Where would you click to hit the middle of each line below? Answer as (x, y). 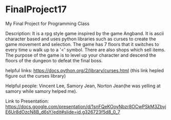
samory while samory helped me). (41, 91)
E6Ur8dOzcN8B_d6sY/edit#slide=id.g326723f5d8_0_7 (63, 112)
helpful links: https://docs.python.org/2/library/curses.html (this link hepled (85, 70)
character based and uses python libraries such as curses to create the (81, 39)
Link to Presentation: (27, 101)
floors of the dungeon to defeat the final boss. (54, 60)
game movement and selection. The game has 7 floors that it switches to (82, 44)
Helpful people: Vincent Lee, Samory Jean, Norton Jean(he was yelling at (83, 86)
